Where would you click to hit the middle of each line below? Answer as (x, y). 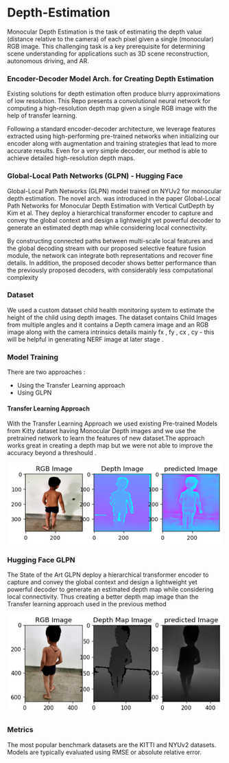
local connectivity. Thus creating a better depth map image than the (103, 597)
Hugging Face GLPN (41, 560)
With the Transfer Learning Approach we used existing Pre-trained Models (112, 423)
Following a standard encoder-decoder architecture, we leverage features (111, 129)
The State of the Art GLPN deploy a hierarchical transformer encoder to (108, 575)
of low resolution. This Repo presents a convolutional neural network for (109, 101)
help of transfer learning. (42, 115)
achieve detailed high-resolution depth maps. (71, 158)
